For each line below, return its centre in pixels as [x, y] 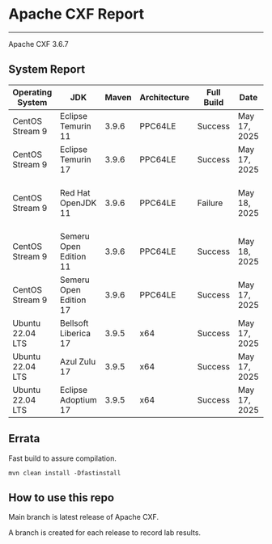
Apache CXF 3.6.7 [38, 44]
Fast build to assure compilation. [63, 458]
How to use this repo [62, 498]
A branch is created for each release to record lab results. [104, 533]
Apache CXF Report [76, 14]
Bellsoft [74, 323]
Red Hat [75, 192]
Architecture [165, 97]
